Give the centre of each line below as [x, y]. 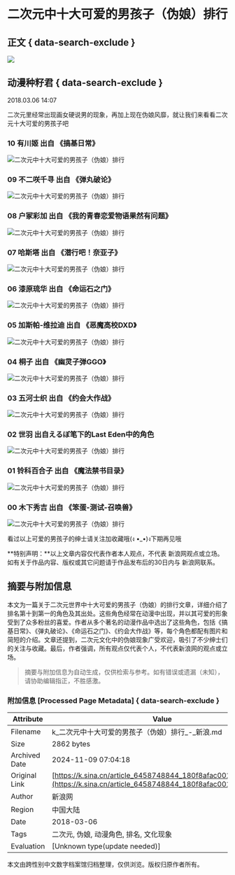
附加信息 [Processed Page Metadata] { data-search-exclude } [114, 700]
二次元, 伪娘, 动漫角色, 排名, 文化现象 [112, 834]
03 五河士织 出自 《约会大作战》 [61, 398]
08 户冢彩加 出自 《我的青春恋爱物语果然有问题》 [90, 216]
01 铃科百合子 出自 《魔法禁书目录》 [67, 471]
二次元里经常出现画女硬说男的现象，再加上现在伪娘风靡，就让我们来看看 [111, 114]
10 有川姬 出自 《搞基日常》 [53, 143]
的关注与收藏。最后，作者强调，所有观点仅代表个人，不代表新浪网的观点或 [114, 648]
